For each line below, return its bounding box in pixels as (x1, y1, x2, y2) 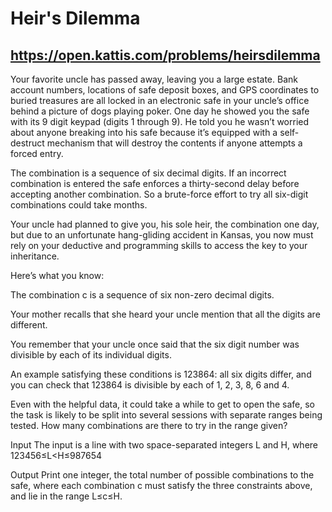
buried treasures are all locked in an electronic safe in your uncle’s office (10, 95, 310, 106)
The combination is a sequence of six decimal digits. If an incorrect (10, 167, 287, 179)
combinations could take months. (10, 199, 148, 211)
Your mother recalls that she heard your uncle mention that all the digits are (10, 308, 321, 320)
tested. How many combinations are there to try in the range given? (10, 420, 288, 431)
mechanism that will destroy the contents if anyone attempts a (46, 137, 303, 149)
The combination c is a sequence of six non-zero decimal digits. (10, 289, 275, 301)
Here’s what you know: (10, 270, 105, 281)
